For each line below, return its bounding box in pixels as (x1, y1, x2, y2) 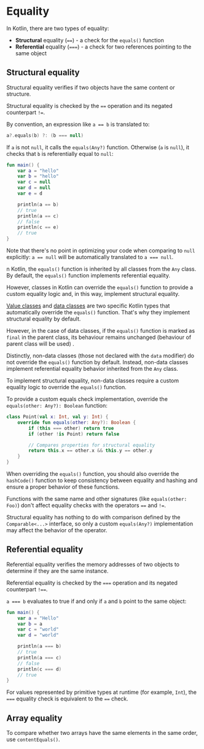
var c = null (17, 179, 51, 185)
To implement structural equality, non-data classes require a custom (6, 377, 179, 384)
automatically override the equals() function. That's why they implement (6, 309, 190, 316)
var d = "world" (17, 632, 60, 638)
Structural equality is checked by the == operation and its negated (6, 102, 173, 109)
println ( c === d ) (17, 666, 62, 672)
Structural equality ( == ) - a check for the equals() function (15, 36, 164, 44)
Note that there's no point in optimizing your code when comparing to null (6, 247, 195, 254)
